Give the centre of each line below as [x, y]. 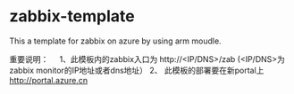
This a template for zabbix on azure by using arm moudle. [115, 41]
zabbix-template [72, 16]
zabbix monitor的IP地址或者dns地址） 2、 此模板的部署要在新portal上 [137, 70]
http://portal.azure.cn [48, 80]
